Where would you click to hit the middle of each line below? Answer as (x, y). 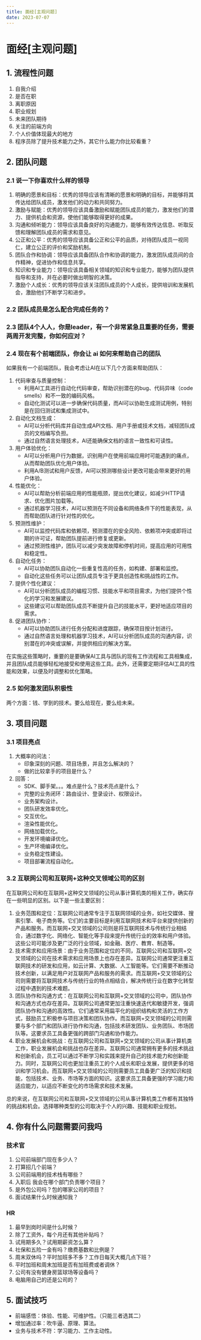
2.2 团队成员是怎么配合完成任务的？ (58, 309)
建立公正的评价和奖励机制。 (60, 248)
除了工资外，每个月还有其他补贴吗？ (60, 1234)
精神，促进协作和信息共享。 (54, 263)
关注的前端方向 (33, 126)
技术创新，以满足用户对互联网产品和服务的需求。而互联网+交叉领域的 (101, 973)
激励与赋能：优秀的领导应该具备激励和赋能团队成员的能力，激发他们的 (102, 210)
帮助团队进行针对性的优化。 (63, 516)
